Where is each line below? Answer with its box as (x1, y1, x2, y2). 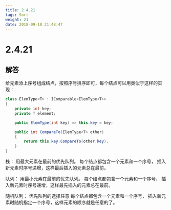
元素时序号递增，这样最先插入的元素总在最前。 (14, 182, 113, 188)
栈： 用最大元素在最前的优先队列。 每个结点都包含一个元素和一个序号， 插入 (5, 158, 166, 164)
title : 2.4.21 (5, 7, 36, 13)
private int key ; (14, 106, 52, 111)
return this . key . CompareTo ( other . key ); (24, 139, 109, 144)
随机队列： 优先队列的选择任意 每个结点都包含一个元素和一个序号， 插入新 (5, 193, 162, 199)
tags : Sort (5, 12, 29, 17)
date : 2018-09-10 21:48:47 (5, 22, 63, 27)
